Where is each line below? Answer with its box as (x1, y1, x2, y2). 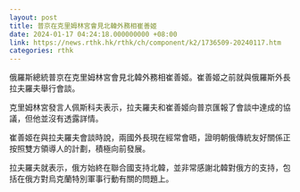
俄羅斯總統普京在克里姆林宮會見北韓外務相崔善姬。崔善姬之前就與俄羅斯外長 (9, 72, 291, 83)
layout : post (9, 13, 58, 22)
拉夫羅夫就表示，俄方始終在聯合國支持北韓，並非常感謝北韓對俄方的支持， (9, 163, 283, 173)
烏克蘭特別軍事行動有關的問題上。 (47, 173, 174, 184)
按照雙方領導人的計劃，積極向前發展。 (9, 144, 150, 154)
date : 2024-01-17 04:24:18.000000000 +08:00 (9, 29, 178, 38)
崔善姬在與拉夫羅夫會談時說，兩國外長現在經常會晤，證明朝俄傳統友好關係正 (9, 132, 291, 143)
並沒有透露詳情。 (39, 113, 104, 124)
